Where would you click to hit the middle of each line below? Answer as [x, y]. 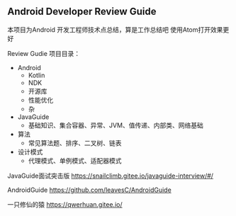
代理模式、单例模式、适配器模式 [75, 160]
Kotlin [36, 75]
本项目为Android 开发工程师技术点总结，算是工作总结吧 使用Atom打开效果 [115, 29]
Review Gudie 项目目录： [44, 53]
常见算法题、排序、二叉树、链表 [75, 143]
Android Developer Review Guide [82, 12]
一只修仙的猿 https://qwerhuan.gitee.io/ [65, 204]
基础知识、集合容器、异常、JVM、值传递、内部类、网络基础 [116, 125]
